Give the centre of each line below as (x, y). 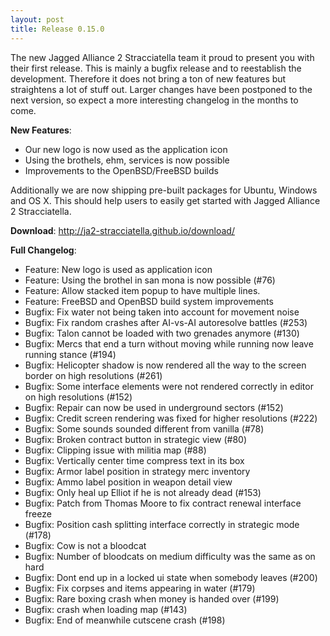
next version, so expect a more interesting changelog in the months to (154, 100)
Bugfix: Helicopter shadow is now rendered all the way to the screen (165, 365)
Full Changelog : (43, 250)
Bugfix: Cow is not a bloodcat (85, 545)
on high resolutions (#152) (78, 397)
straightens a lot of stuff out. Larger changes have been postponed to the (161, 89)
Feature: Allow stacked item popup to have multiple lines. (142, 290)
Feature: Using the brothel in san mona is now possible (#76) (150, 280)
